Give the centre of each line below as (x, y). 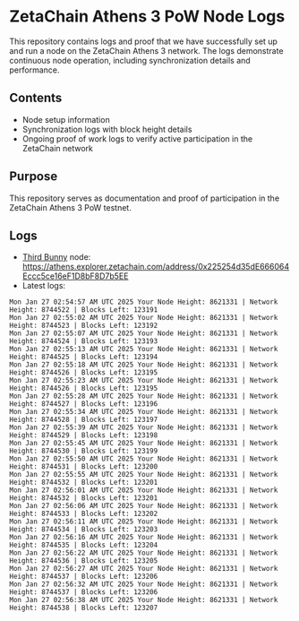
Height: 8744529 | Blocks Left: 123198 (84, 436)
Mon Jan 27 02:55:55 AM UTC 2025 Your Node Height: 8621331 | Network (144, 475)
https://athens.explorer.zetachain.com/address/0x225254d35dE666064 (155, 267)
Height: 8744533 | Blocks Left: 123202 (84, 514)
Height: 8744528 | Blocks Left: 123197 (84, 420)
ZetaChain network (58, 148)
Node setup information (66, 119)
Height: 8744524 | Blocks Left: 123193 (84, 341)
